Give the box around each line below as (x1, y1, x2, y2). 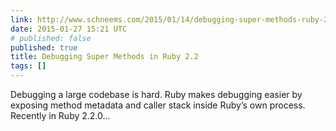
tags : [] (10, 61, 47, 71)
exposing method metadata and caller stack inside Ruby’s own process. (10, 99, 306, 111)
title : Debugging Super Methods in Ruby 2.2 (10, 52, 199, 62)
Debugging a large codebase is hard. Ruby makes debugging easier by (10, 89, 303, 100)
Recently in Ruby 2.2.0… (10, 110, 111, 121)
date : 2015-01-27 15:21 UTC (10, 24, 128, 34)
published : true (10, 42, 78, 53)
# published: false (10, 33, 92, 43)
